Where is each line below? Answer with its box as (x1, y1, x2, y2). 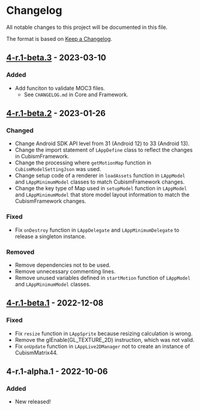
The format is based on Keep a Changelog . (6, 35, 112, 42)
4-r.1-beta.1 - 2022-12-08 (6, 298, 104, 308)
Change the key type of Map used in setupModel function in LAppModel (14, 185, 187, 192)
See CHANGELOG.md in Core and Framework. (23, 91, 129, 98)
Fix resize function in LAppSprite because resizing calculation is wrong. (14, 329, 193, 337)
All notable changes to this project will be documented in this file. (6, 23, 168, 31)
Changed (6, 126, 34, 134)
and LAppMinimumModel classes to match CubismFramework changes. (14, 178, 185, 185)
